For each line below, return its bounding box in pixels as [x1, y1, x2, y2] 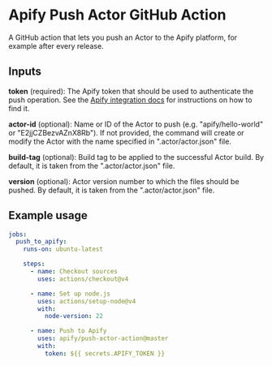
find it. [8, 103, 30, 113]
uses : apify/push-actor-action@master [37, 334, 169, 342]
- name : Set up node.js [29, 290, 111, 298]
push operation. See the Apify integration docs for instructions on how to [8, 95, 253, 105]
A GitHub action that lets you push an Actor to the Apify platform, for [8, 32, 238, 42]
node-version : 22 [44, 312, 104, 321]
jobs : [8, 230, 27, 239]
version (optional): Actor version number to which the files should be [8, 176, 240, 186]
